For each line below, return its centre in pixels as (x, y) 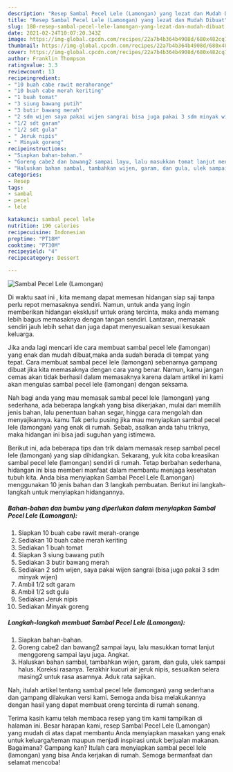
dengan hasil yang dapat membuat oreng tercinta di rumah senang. (104, 705)
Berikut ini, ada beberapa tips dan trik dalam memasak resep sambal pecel (114, 448)
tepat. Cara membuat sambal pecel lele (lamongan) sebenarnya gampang (113, 362)
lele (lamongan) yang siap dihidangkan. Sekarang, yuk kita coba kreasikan (114, 455)
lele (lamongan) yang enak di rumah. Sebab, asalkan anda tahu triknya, (109, 427)
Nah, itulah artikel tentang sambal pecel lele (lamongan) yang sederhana (111, 690)
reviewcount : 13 (31, 71)
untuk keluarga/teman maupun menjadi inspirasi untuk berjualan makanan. (114, 740)
